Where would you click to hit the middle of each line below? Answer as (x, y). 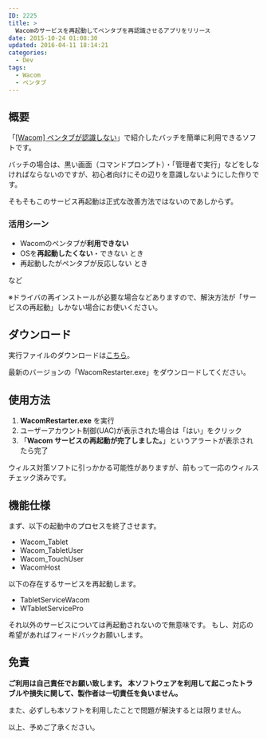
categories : (28, 53)
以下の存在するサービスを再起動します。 (75, 584)
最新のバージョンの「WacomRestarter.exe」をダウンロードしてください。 (130, 372)
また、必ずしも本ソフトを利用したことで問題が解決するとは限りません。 (127, 710)
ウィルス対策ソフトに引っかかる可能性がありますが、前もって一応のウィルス (134, 467)
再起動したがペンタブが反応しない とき (84, 263)
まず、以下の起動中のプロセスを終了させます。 (84, 526)
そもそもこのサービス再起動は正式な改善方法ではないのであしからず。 (123, 201)
